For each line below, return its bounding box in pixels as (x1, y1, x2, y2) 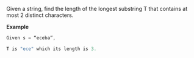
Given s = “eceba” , (6, 35, 56, 41)
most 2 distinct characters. (6, 11, 74, 19)
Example (6, 24, 29, 30)
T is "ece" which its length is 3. (6, 45, 97, 52)
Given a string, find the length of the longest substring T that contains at (6, 5, 188, 12)
